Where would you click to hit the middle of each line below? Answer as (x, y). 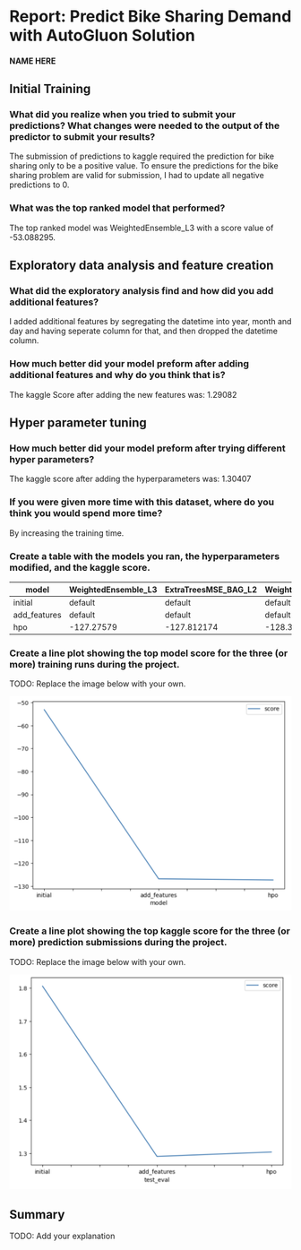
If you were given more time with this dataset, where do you (142, 502)
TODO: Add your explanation (62, 1236)
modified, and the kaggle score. (80, 567)
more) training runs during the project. (95, 664)
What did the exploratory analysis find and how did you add (142, 291)
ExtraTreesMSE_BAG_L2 (211, 590)
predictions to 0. (39, 185)
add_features (37, 615)
